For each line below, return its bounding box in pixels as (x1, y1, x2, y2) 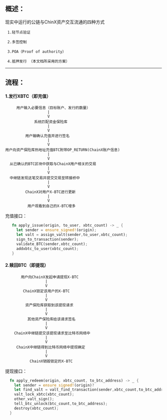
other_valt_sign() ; (14, 397, 55, 402)
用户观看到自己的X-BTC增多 (27, 204, 76, 209)
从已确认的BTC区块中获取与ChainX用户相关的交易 (9, 162, 96, 167)
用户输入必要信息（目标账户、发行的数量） (16, 105, 90, 111)
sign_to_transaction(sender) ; (16, 237, 79, 242)
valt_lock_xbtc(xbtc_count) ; (14, 392, 75, 397)
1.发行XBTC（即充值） (5, 93, 51, 99)
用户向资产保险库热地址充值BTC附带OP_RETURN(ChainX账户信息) (5, 148, 120, 153)
